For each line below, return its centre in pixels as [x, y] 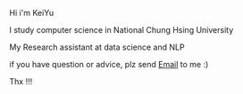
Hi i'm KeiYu [32, 13]
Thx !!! [21, 82]
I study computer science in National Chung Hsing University [121, 30]
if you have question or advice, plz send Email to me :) [109, 64]
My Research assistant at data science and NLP [97, 47]
